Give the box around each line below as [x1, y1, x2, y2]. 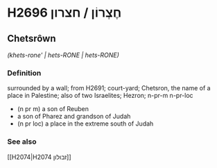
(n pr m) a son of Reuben [17, 105, 89, 113]
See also [7, 137, 37, 146]
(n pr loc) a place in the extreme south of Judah [17, 119, 154, 128]
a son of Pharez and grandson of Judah [17, 112, 131, 121]
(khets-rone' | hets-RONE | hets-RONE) [7, 51, 119, 59]
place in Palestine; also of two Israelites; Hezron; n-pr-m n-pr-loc [7, 92, 193, 100]
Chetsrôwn [7, 33, 56, 44]
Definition [7, 68, 42, 78]
